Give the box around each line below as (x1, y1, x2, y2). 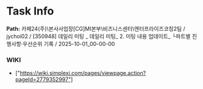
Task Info (6, 4, 54, 18)
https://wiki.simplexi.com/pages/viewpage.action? (20, 70, 146, 77)
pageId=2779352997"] (15, 76, 73, 83)
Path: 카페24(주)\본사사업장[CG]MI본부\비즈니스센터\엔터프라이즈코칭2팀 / (6, 25, 186, 32)
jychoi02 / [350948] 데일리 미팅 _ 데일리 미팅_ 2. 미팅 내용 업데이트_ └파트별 (6, 32, 191, 40)
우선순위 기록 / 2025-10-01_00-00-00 (22, 40, 115, 47)
